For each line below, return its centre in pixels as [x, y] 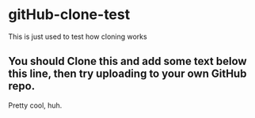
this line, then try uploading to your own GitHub [127, 74]
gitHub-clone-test [69, 15]
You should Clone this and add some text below [127, 61]
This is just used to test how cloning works [78, 36]
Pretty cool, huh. [35, 105]
